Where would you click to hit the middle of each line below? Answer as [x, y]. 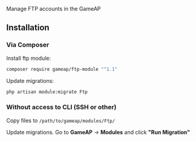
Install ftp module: [29, 58]
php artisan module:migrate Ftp [47, 92]
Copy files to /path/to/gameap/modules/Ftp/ [61, 120]
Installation [28, 27]
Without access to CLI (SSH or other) [61, 107]
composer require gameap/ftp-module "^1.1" [62, 69]
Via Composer [28, 45]
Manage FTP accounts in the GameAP [54, 9]
